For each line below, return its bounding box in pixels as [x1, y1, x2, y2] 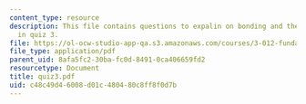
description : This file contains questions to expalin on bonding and [9, 22, 283, 31]
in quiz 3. [17, 30, 59, 39]
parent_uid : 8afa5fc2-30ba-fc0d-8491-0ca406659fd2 [9, 55, 206, 64]
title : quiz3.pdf [9, 72, 76, 81]
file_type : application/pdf [9, 47, 117, 56]
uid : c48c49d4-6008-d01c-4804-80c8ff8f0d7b [9, 80, 178, 90]
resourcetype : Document [9, 64, 100, 73]
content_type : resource [9, 13, 100, 23]
